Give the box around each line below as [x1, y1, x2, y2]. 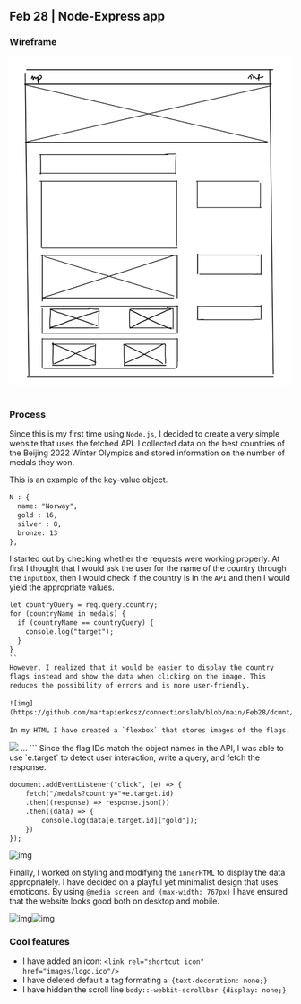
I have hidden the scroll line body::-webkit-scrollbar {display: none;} [21, 984, 287, 995]
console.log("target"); [25, 627, 115, 636]
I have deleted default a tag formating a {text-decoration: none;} [21, 974, 268, 986]
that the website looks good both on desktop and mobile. [9, 896, 219, 906]
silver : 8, [17, 520, 63, 529]
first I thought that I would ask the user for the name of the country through [9, 563, 287, 574]
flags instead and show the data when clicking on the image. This [9, 672, 267, 681]
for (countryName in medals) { [9, 610, 126, 619]
